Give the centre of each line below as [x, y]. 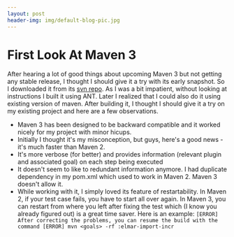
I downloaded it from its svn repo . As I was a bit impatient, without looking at [117, 89]
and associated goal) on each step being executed [90, 162]
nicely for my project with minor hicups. [74, 132]
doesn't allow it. [40, 184]
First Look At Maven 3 [72, 55]
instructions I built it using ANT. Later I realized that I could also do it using [114, 96]
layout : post [26, 14]
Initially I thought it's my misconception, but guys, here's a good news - [120, 140]
